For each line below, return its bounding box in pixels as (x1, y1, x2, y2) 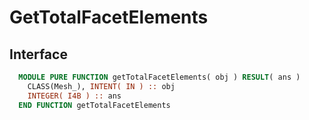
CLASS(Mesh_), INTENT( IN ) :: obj (27, 81, 176, 91)
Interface (9, 46, 68, 63)
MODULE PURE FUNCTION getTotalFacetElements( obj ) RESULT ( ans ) (18, 72, 301, 82)
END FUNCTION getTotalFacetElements (18, 100, 171, 110)
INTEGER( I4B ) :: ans (27, 91, 122, 101)
